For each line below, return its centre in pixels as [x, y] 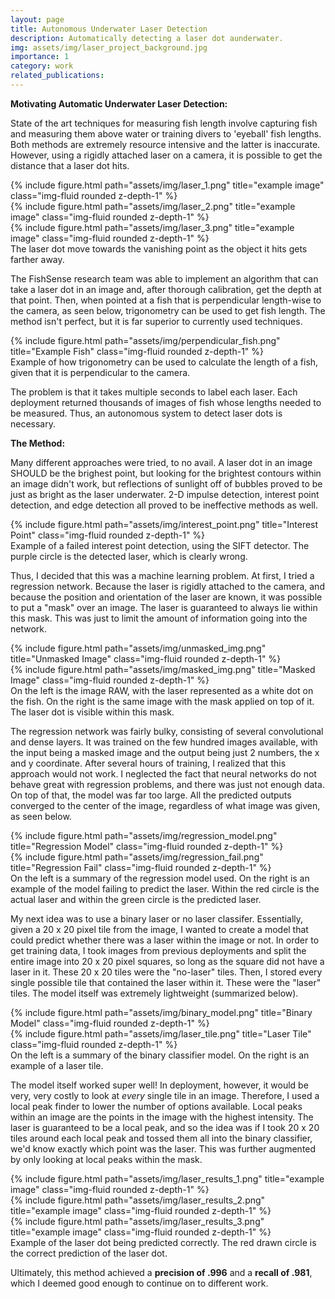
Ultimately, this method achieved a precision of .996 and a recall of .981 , [161, 1272]
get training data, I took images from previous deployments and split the [158, 950]
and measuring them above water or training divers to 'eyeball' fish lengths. [166, 133]
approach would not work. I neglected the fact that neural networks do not [163, 773]
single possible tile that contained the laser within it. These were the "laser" [166, 982]
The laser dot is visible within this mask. [92, 712]
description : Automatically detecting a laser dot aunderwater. [147, 38]
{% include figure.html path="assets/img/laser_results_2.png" [138, 1200]
